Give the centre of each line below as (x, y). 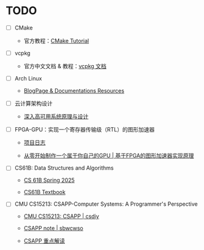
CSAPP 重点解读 (44, 241)
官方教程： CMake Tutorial (56, 41)
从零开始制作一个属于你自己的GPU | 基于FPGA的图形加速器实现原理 (109, 156)
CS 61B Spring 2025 (49, 180)
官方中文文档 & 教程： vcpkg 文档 (65, 66)
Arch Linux (28, 79)
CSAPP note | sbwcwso (53, 229)
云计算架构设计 (33, 104)
